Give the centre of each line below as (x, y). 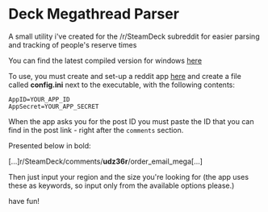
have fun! (24, 201)
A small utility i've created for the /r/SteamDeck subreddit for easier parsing (134, 36)
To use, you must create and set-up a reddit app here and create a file (125, 76)
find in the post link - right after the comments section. (96, 130)
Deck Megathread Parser (94, 14)
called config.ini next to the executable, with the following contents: (122, 85)
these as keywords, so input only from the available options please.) (121, 185)
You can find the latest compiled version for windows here (105, 60)
